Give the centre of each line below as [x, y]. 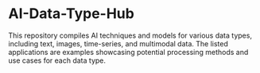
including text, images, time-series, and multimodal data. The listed [118, 43]
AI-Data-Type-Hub [72, 14]
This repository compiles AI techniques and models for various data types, [130, 35]
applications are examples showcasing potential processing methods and [128, 52]
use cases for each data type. [57, 60]
